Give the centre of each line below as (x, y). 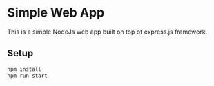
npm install (24, 69)
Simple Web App (56, 13)
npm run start (28, 76)
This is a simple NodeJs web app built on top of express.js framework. (107, 32)
